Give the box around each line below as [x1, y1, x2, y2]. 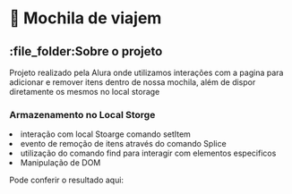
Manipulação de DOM [21, 157, 101, 168]
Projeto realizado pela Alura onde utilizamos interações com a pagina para [9, 67, 284, 78]
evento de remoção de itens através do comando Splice [21, 139, 227, 149]
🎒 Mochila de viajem [9, 8, 162, 29]
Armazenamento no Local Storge [9, 108, 156, 121]
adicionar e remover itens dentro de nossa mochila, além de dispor [9, 77, 256, 88]
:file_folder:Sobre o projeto [9, 44, 163, 59]
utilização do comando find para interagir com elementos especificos [21, 148, 277, 159]
